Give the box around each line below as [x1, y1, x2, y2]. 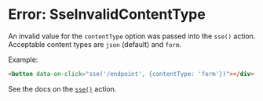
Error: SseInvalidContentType [8, 5, 206, 23]
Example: [8, 55, 38, 64]
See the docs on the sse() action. [8, 84, 117, 93]
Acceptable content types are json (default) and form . [8, 39, 182, 49]
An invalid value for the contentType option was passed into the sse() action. [8, 31, 256, 41]
